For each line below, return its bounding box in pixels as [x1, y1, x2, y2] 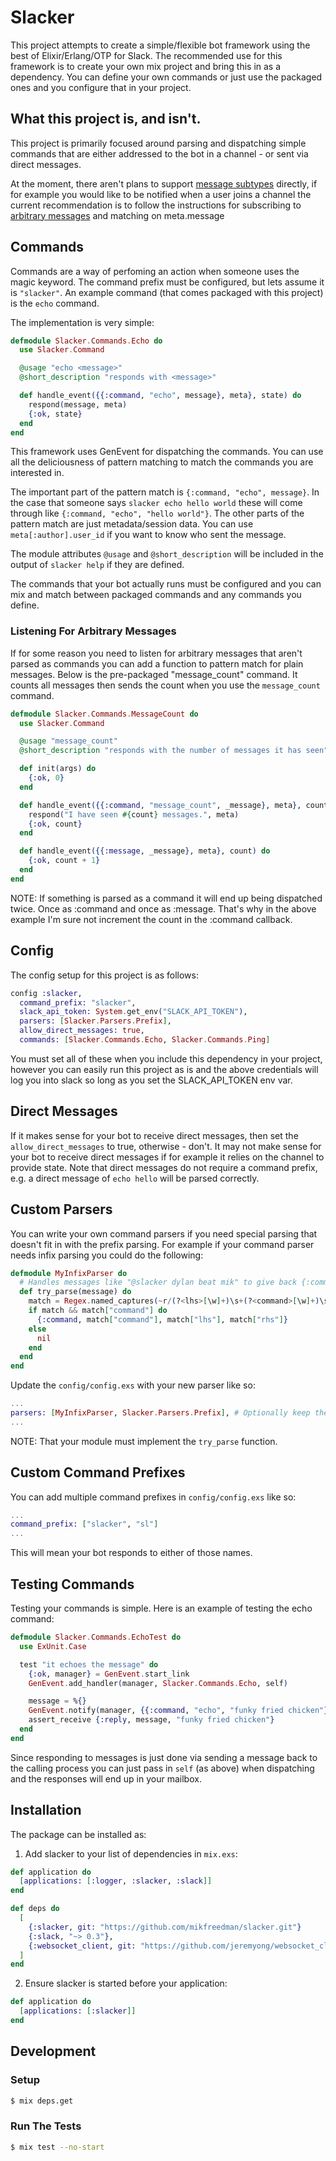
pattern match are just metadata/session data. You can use [10, 518, 254, 530]
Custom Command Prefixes [10, 1464, 186, 1481]
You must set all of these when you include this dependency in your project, [10, 1052, 323, 1065]
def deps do [10, 1904, 60, 1914]
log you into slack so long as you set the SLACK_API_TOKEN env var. [10, 1074, 293, 1086]
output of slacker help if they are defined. [10, 559, 185, 571]
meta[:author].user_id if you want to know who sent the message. [10, 529, 287, 541]
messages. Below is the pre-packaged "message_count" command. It [10, 668, 298, 680]
